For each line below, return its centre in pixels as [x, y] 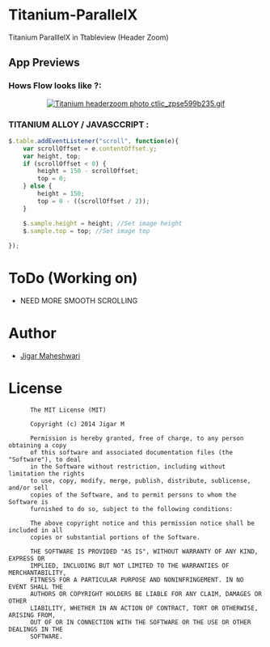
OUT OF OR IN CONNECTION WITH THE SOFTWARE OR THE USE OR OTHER [140, 622]
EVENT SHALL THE [36, 587]
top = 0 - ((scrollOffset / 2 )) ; [94, 201]
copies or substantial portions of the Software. [115, 537]
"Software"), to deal [45, 459]
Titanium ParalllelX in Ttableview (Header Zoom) [89, 37]
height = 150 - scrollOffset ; [88, 171]
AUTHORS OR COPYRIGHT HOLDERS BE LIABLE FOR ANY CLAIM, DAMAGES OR [146, 594]
